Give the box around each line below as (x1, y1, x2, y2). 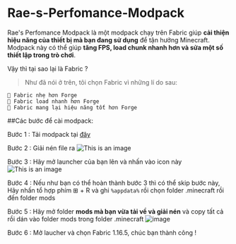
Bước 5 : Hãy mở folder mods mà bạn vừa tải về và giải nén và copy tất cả (7, 207, 224, 216)
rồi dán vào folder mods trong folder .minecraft (7, 214, 144, 223)
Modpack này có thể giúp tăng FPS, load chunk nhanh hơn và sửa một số (7, 43, 224, 51)
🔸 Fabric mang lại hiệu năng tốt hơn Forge (7, 104, 138, 111)
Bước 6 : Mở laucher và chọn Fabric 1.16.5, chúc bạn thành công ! (7, 228, 196, 237)
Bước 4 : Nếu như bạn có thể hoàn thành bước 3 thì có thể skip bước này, (7, 178, 220, 187)
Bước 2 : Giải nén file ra (7, 143, 76, 152)
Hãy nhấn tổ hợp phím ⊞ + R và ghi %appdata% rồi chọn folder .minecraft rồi (7, 185, 225, 195)
